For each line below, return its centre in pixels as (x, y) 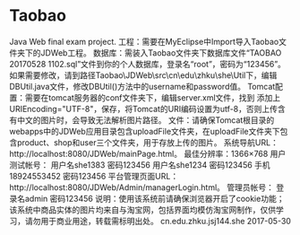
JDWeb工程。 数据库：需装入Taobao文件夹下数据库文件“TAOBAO (161, 52)
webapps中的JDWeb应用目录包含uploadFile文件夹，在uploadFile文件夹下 (145, 131)
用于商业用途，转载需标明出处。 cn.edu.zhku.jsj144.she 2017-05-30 (165, 221)
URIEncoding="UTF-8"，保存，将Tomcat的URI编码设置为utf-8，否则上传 (143, 109)
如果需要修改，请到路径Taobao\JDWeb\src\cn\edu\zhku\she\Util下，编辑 (143, 75)
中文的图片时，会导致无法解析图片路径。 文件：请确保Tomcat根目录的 (146, 120)
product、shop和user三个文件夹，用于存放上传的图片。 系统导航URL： (148, 142)
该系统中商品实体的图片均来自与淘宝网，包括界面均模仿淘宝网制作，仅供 (142, 209)
